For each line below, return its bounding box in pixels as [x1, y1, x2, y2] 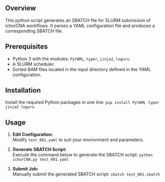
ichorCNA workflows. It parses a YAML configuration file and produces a [5, 22, 155, 28]
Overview [5, 4, 36, 12]
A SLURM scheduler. [12, 61, 55, 67]
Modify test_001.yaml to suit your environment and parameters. [12, 137, 144, 143]
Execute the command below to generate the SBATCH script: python [12, 152, 153, 158]
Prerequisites [5, 42, 48, 51]
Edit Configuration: [12, 131, 53, 137]
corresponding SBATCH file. [5, 27, 63, 34]
